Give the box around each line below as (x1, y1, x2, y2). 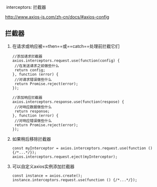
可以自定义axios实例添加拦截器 (12, 163, 75, 169)
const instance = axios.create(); (12, 173, 83, 178)
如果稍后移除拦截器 (12, 136, 51, 142)
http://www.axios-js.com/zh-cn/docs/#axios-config (5, 14, 110, 20)
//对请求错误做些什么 (14, 77, 52, 82)
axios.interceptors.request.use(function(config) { (12, 58, 120, 63)
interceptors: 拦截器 (6, 4, 46, 10)
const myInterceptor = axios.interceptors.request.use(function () (12, 145, 153, 150)
